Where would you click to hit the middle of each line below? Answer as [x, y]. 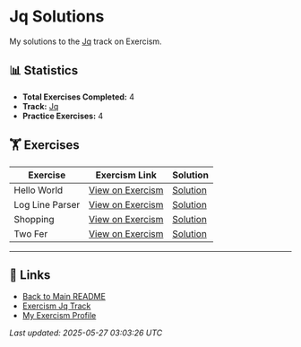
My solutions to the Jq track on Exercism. [86, 41]
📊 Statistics [44, 70]
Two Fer [31, 233]
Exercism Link [126, 175]
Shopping [34, 219]
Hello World [39, 190]
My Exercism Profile [59, 316]
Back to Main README [64, 297]
